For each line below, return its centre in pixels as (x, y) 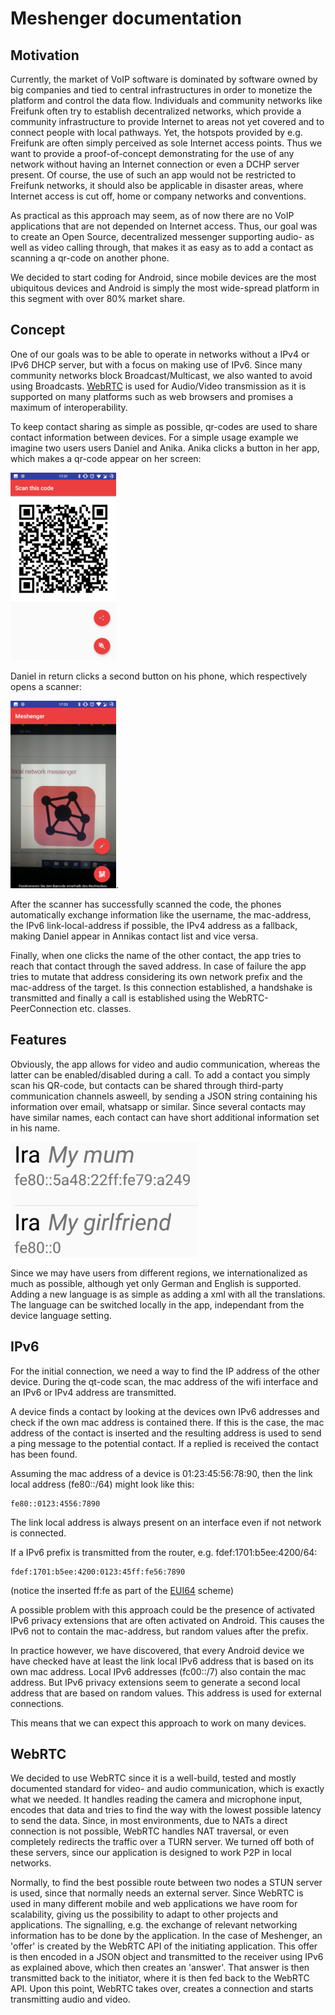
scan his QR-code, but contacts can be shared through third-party (147, 1085)
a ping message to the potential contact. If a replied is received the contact (165, 1443)
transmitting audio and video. (70, 1999)
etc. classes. (105, 1008)
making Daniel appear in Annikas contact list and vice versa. (134, 936)
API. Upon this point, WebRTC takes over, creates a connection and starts (162, 1989)
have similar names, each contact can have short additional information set (165, 1117)
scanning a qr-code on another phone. (90, 258)
